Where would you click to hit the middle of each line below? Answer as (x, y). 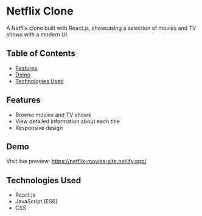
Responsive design (39, 127)
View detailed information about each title (67, 121)
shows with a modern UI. (37, 34)
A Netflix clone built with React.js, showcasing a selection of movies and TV (101, 28)
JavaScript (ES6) (36, 201)
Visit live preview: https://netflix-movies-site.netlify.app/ (77, 161)
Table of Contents (41, 54)
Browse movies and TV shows (53, 115)
